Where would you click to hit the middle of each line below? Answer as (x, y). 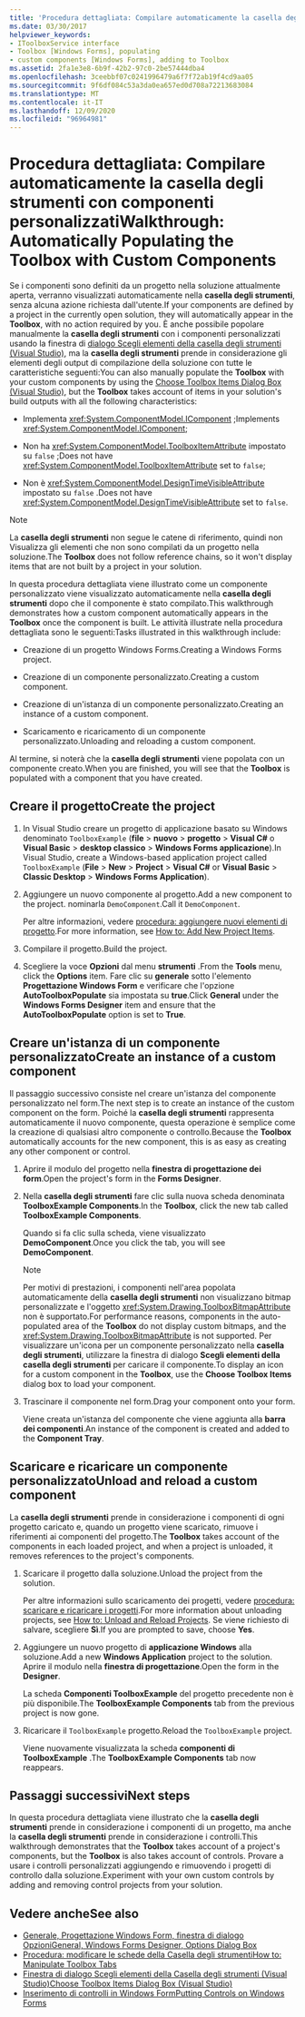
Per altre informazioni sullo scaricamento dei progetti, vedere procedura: (158, 1600)
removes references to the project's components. (102, 1555)
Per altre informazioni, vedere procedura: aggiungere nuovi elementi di (155, 921)
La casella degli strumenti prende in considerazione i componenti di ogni (147, 1517)
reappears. (43, 1767)
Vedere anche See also (74, 1913)
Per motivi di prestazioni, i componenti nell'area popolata (129, 1287)
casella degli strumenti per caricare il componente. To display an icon (153, 1364)
